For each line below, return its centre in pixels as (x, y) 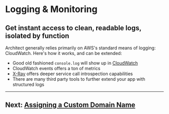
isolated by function (37, 36)
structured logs (28, 84)
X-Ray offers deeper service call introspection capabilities (73, 74)
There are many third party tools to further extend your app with (79, 79)
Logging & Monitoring (51, 9)
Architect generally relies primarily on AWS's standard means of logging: (80, 48)
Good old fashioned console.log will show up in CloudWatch (75, 63)
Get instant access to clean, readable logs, (73, 28)
